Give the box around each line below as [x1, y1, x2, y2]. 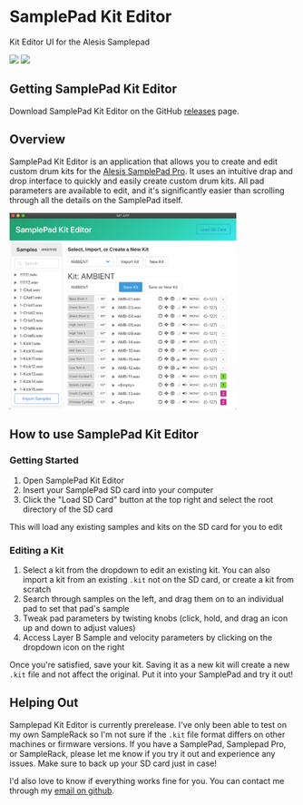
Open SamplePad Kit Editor [22, 475, 125, 486]
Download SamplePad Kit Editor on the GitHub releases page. [9, 105, 239, 116]
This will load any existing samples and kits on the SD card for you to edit [9, 521, 283, 532]
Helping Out [9, 695, 79, 711]
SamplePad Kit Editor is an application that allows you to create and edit [9, 156, 279, 167]
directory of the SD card [22, 504, 113, 515]
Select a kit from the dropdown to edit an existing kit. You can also [22, 564, 270, 575]
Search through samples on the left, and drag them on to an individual [22, 594, 284, 604]
